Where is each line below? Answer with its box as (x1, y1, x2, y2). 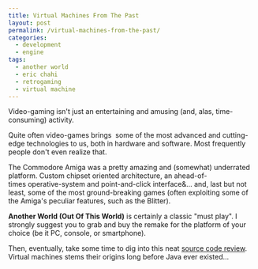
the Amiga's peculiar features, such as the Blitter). (8, 196, 171, 206)
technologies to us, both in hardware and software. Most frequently (26, 139, 246, 149)
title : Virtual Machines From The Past (8, 11, 140, 20)
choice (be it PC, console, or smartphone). (8, 229, 146, 238)
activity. (48, 116, 75, 125)
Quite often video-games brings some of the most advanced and (8, 131, 221, 140)
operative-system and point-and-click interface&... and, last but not (27, 180, 247, 189)
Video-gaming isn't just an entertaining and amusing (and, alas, (8, 107, 215, 116)
